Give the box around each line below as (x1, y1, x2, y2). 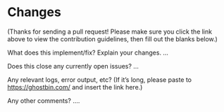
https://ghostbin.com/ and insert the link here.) (7, 83, 143, 91)
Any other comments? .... (7, 96, 80, 105)
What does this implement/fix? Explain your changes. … (7, 48, 169, 57)
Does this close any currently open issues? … (7, 62, 139, 70)
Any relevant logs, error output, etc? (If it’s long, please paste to (7, 75, 192, 84)
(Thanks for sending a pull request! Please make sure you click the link (7, 27, 213, 36)
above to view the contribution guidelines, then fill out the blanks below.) (7, 34, 218, 43)
